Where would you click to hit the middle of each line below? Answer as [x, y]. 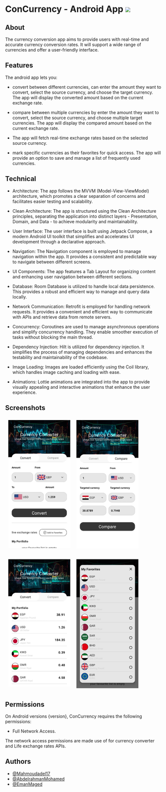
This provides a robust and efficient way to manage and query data [81, 292]
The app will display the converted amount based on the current [78, 97]
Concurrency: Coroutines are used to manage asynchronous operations [86, 326]
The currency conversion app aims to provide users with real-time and [77, 39]
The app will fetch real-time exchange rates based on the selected [80, 138]
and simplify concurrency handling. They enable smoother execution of [85, 332]
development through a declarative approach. [59, 242]
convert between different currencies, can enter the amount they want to [87, 87]
